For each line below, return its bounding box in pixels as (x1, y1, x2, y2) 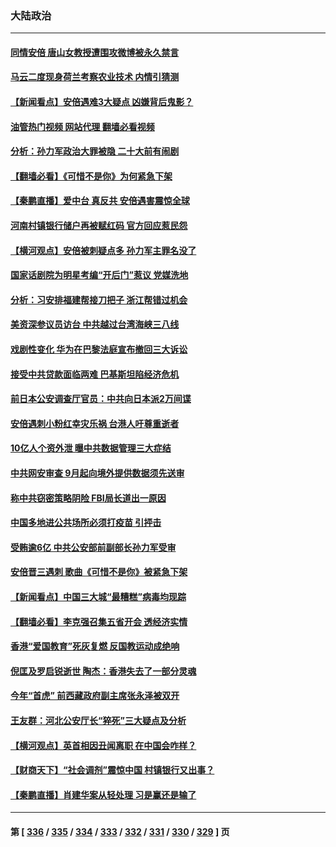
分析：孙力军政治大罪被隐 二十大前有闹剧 (10, 145, 180, 157)
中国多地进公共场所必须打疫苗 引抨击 (10, 517, 162, 529)
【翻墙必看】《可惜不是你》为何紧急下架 (10, 170, 173, 182)
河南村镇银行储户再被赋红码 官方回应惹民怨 (10, 220, 188, 232)
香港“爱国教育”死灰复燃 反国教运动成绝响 (10, 640, 180, 652)
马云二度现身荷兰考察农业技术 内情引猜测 (10, 71, 180, 83)
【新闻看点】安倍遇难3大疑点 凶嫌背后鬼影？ (10, 96, 194, 108)
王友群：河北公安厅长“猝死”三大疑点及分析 (10, 714, 187, 726)
